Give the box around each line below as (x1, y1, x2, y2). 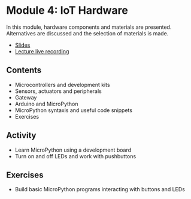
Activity (6, 130, 37, 141)
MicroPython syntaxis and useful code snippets (14, 106, 133, 114)
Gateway (14, 94, 37, 101)
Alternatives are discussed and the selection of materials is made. (6, 29, 169, 37)
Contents (6, 65, 42, 76)
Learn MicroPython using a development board (14, 146, 132, 153)
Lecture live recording (14, 47, 69, 55)
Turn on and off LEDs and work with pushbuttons (14, 152, 137, 159)
